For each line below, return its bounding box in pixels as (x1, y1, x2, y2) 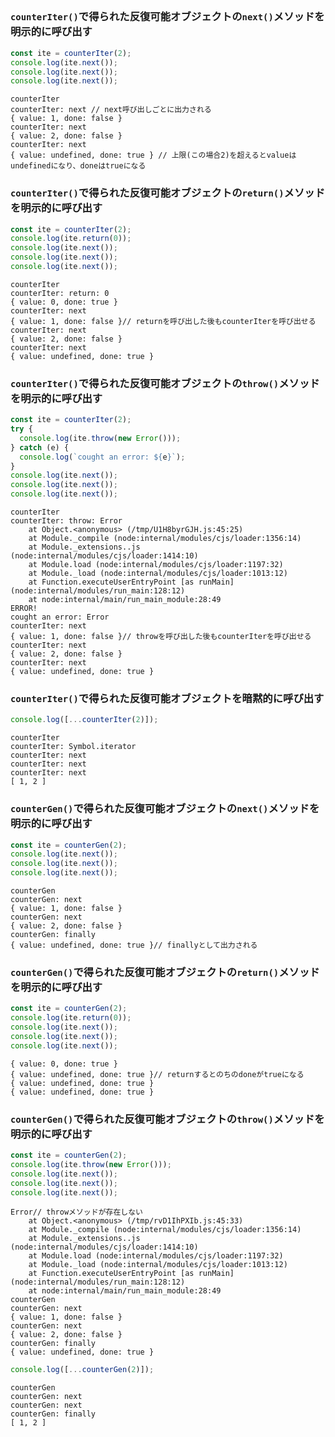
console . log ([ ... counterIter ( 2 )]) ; (10, 715, 159, 725)
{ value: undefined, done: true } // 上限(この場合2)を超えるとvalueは (10, 150, 297, 161)
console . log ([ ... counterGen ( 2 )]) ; (10, 1365, 155, 1375)
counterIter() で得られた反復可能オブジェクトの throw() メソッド (10, 376, 320, 390)
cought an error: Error (10, 612, 110, 623)
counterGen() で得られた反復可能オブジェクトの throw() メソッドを (10, 1112, 325, 1126)
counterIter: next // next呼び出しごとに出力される (10, 105, 212, 115)
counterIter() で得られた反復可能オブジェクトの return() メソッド (10, 186, 326, 200)
